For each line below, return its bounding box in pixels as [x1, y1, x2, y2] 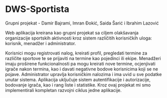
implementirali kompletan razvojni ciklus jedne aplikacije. [5, 87, 122, 93]
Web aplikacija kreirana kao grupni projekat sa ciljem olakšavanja [5, 29, 139, 35]
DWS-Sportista [5, 3, 70, 15]
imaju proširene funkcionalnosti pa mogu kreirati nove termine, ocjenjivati [5, 60, 156, 66]
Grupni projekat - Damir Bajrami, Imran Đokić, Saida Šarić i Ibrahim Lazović [5, 20, 159, 26]
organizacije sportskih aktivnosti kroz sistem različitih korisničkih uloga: [5, 35, 152, 41]
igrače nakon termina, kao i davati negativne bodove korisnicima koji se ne [5, 66, 159, 72]
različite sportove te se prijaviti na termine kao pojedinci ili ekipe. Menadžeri [5, 55, 161, 61]
